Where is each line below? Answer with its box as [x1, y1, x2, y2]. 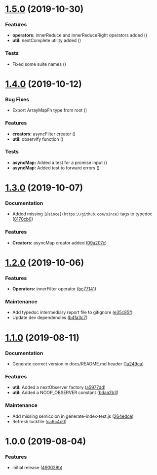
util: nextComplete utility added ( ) [12, 38, 81, 43]
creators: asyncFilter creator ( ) [12, 131, 76, 137]
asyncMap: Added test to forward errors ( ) [12, 164, 100, 171]
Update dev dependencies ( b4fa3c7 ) [12, 315, 88, 320]
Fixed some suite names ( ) [12, 61, 67, 67]
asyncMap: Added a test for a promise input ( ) [12, 159, 108, 165]
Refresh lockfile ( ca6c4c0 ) [12, 418, 67, 424]
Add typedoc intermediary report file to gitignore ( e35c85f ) [12, 310, 133, 316]
